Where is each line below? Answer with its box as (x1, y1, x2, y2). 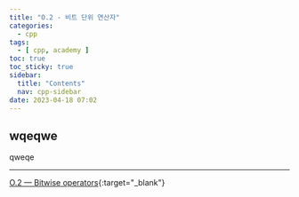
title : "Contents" (17, 79, 86, 88)
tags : (9, 37, 29, 47)
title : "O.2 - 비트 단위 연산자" (9, 12, 120, 22)
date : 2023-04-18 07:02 (9, 95, 98, 105)
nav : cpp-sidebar (17, 87, 82, 96)
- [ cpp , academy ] (17, 46, 90, 55)
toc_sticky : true (9, 63, 74, 72)
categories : (9, 21, 53, 30)
